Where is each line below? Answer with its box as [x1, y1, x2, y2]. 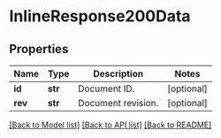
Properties [9, 42, 69, 57]
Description [93, 68, 144, 80]
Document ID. [78, 82, 135, 95]
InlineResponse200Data [9, 6, 192, 27]
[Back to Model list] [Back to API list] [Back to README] [9, 119, 212, 130]
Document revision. [78, 97, 159, 109]
